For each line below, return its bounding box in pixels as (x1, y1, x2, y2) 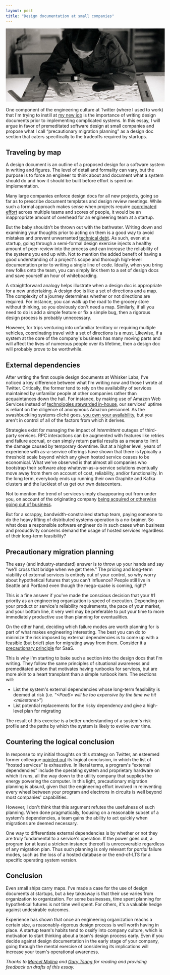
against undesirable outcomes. (6, 907, 70, 913)
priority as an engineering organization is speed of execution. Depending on (6, 598, 164, 604)
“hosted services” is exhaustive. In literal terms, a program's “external (6, 762, 151, 768)
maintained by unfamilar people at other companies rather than (6, 391, 137, 397)
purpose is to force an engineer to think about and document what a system (6, 172, 163, 178)
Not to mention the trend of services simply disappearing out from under (6, 491, 157, 497)
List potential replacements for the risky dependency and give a (13, 702, 146, 709)
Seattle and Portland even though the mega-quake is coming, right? (6, 582, 147, 589)
